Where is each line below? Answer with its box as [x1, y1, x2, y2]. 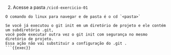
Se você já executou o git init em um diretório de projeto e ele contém [5, 23, 166, 28]
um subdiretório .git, [5, 28, 54, 33]
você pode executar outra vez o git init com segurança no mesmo [5, 32, 147, 37]
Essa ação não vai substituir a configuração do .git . [5, 41, 127, 46]
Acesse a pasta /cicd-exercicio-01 [12, 5, 88, 10]
